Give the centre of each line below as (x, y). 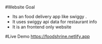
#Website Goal (20, 7)
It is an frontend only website (42, 27)
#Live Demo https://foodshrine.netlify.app (48, 36)
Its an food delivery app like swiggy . (50, 16)
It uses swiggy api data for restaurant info (54, 22)
